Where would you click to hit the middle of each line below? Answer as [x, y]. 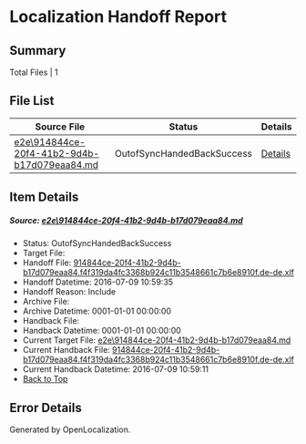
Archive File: [46, 302]
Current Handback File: [66, 350]
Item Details [44, 197]
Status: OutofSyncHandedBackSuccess [97, 243]
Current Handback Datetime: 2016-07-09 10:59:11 [116, 369]
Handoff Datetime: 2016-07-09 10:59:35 [98, 282]
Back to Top [45, 379]
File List [32, 101]
